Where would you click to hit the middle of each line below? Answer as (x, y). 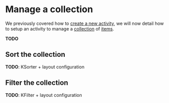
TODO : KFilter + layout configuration (44, 95)
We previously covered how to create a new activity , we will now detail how (85, 23)
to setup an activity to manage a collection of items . (60, 28)
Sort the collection (35, 55)
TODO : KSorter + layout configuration (45, 66)
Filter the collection (37, 83)
